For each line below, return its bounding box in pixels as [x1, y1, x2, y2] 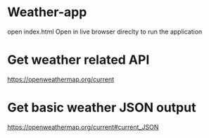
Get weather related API [7, 52, 150, 68]
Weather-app [7, 4, 87, 20]
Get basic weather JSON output [7, 99, 196, 116]
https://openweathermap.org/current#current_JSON [7, 123, 159, 131]
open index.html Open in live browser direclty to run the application [7, 27, 203, 36]
